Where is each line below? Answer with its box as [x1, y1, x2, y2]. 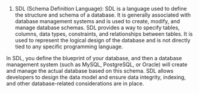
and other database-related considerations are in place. [6, 80, 144, 87]
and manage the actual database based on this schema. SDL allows [6, 67, 174, 74]
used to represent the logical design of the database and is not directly [14, 37, 191, 44]
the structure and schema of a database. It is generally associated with [14, 11, 191, 18]
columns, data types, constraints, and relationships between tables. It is [14, 30, 193, 38]
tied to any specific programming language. [14, 43, 123, 50]
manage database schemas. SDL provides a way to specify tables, [14, 24, 180, 31]
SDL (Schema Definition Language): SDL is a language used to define [14, 5, 188, 12]
